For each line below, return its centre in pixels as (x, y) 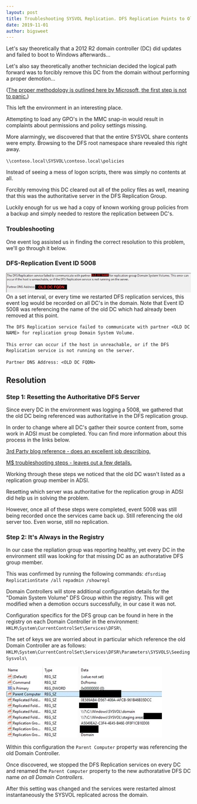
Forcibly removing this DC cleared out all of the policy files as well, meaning (98, 190)
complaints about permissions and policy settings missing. (77, 125)
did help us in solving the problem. (48, 498)
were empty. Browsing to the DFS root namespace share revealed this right (97, 143)
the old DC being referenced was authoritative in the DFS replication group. (97, 416)
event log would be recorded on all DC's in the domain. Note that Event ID (95, 303)
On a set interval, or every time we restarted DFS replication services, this (95, 297)
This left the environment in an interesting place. (64, 108)
